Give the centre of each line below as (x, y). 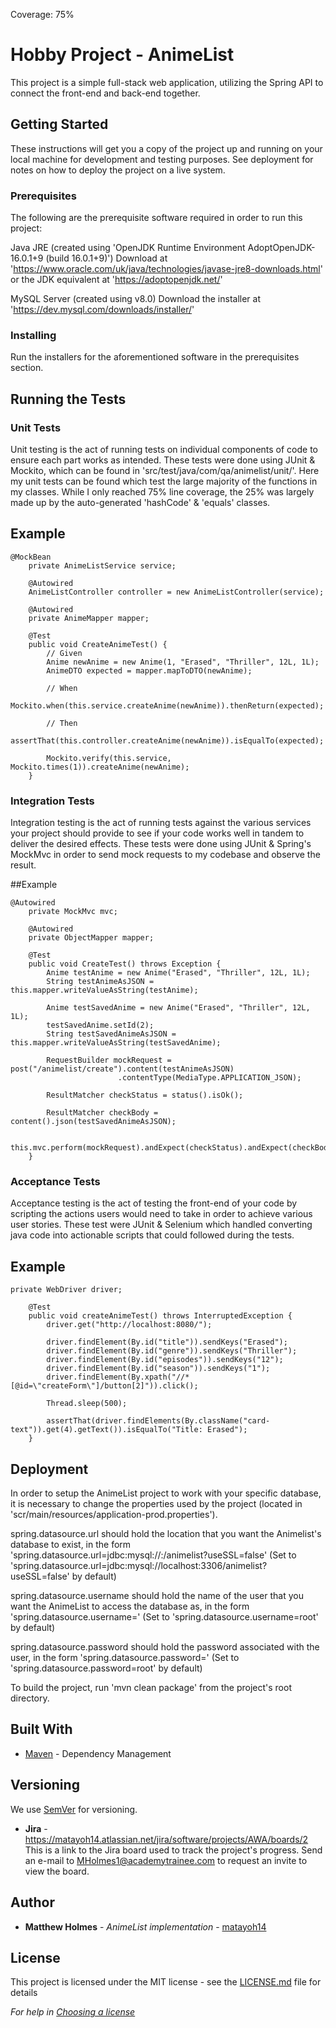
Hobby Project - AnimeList (122, 55)
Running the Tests (68, 399)
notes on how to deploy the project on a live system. (118, 170)
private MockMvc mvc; (73, 912)
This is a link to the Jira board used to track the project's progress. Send (173, 1850)
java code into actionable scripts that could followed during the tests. (152, 1235)
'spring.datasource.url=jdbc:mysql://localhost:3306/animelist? (139, 1566)
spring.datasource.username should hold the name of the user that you (157, 1596)
